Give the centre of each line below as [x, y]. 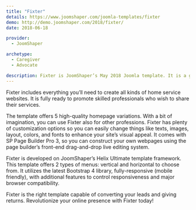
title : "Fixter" [26, 11]
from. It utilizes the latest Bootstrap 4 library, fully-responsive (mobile [89, 170]
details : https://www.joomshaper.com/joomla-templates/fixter [83, 17]
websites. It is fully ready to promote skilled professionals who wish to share [98, 98]
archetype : [19, 54]
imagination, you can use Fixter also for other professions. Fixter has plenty [97, 122]
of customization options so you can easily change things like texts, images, [97, 128]
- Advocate [24, 65]
